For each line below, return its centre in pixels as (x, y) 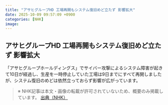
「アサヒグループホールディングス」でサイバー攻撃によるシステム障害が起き (84, 68)
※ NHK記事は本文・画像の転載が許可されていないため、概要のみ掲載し (90, 91)
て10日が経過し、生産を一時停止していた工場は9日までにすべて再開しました (83, 74)
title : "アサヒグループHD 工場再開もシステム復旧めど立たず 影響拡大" (70, 10)
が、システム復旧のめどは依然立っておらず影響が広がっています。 (73, 80)
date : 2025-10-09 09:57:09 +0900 (40, 15)
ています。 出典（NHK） (43, 97)
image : (12, 24)
